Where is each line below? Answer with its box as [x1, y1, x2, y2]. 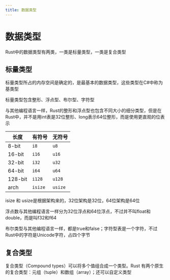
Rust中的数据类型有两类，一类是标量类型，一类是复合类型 [5, 49, 126, 55]
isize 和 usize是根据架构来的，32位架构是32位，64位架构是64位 [5, 198, 140, 204]
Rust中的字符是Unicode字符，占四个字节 [5, 232, 91, 238]
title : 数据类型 [5, 7, 37, 13]
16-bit [8, 151, 24, 158]
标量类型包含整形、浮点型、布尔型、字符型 [5, 97, 95, 103]
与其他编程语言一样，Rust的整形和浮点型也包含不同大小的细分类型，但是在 [5, 107, 162, 114]
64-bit [8, 167, 24, 175]
